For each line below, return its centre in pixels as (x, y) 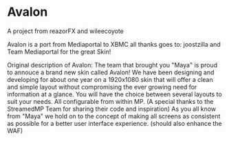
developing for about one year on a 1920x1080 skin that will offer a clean (110, 79)
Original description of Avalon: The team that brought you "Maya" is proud (112, 65)
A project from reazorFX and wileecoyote (65, 31)
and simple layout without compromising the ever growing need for (102, 87)
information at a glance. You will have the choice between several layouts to (115, 94)
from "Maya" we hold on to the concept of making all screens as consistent (114, 116)
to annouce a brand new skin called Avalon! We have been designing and (111, 72)
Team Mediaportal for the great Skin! (59, 52)
